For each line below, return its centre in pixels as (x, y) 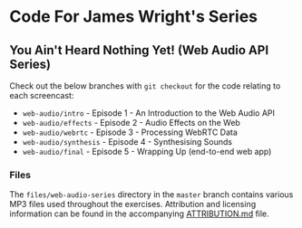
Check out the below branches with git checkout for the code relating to (145, 86)
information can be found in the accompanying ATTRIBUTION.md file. (139, 214)
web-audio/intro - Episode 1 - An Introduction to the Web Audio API (148, 113)
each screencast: (42, 95)
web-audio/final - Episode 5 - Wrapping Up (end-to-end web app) (147, 152)
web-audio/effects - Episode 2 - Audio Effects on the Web (131, 123)
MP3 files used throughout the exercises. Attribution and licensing (133, 204)
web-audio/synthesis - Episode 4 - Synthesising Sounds (127, 142)
